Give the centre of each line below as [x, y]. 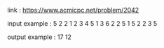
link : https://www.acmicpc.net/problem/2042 [73, 10]
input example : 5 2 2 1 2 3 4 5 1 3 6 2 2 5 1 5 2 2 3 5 [82, 23]
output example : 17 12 [40, 37]
